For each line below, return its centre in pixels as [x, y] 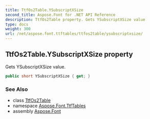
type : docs [17, 24]
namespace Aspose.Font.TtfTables [49, 106]
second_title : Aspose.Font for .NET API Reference [60, 15]
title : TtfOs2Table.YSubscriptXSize [44, 10]
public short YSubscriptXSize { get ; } [48, 76]
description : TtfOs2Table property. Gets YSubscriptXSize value [75, 19]
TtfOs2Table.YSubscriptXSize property [69, 54]
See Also [17, 89]
